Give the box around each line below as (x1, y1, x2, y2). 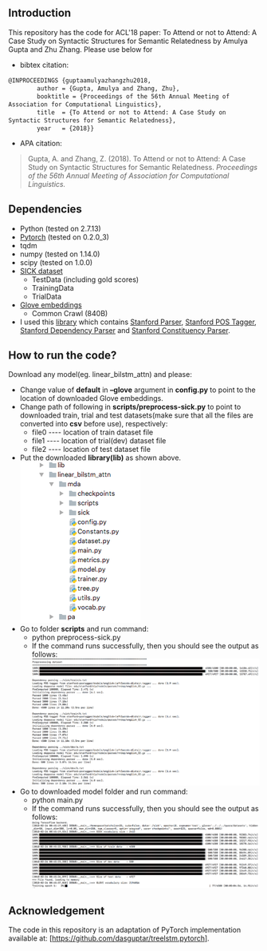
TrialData (31, 291, 62, 301)
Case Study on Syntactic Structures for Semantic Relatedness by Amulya (8, 36, 249, 46)
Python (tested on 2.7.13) (19, 224, 101, 233)
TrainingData (31, 283, 74, 292)
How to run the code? (8, 349, 117, 363)
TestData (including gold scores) (31, 275, 139, 284)
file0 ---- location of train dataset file (31, 427, 154, 438)
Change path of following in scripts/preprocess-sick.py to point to (19, 402, 241, 412)
